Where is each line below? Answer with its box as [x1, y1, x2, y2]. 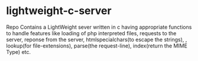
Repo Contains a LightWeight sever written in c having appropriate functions [6, 23, 192, 30]
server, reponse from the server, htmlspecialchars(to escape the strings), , [6, 36, 187, 43]
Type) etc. [6, 48, 31, 55]
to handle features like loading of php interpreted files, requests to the [6, 29, 177, 36]
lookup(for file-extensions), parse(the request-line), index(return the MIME [6, 42, 188, 49]
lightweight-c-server [6, 4, 112, 18]
